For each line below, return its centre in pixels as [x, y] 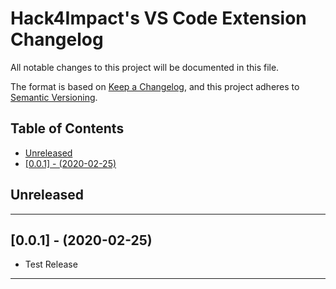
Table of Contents [67, 128]
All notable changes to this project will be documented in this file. [145, 67]
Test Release [51, 264]
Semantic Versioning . [54, 97]
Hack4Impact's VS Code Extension [158, 18]
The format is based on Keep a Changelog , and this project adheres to [155, 86]
